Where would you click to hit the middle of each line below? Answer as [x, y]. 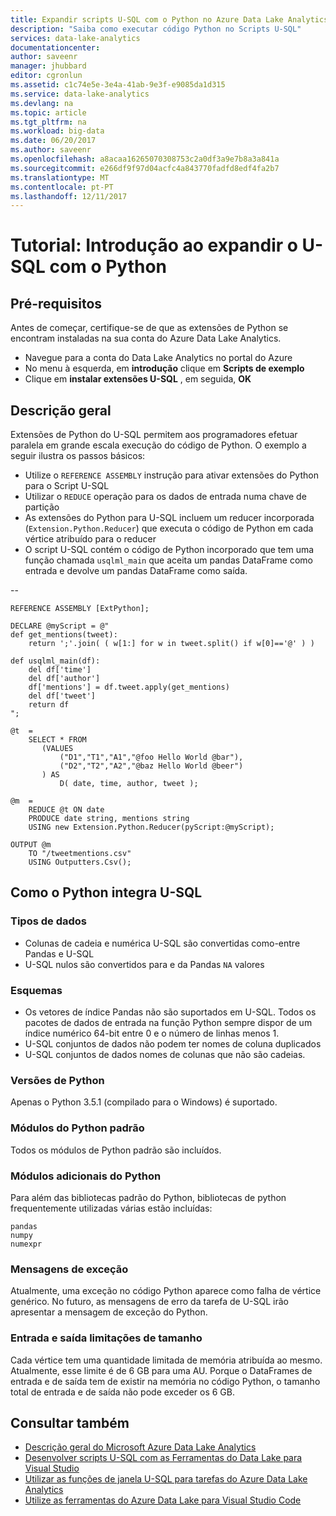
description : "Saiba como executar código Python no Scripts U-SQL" [156, 29]
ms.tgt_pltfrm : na [48, 122]
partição [42, 507]
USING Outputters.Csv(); [80, 862]
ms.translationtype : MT [60, 177]
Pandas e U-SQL [59, 953]
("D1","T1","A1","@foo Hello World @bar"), [151, 757]
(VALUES [57, 749]
